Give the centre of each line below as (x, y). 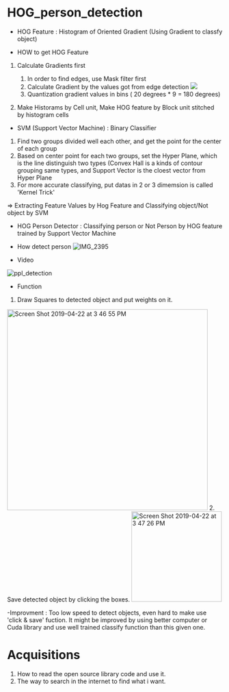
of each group (37, 148)
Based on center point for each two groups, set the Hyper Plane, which (117, 156)
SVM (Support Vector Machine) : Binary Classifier (87, 127)
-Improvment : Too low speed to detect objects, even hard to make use (107, 613)
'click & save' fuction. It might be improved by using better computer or (107, 620)
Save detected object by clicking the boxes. (69, 599)
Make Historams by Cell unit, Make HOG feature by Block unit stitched (116, 107)
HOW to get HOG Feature (53, 52)
